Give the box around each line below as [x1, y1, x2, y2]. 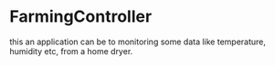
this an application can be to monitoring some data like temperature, [9, 36, 267, 47]
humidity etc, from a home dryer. [9, 45, 133, 56]
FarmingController [9, 6, 153, 27]
